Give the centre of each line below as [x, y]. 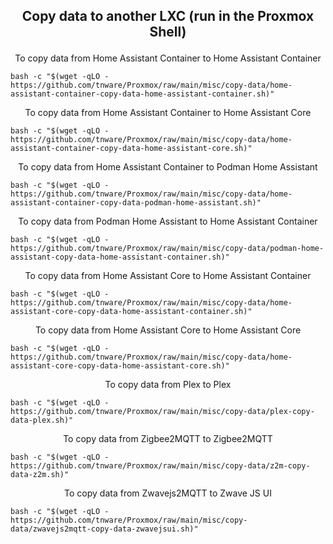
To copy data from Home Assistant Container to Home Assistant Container [168, 58]
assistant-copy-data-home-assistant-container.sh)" [120, 257]
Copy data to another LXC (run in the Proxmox [168, 16]
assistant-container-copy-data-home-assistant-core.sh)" [131, 149]
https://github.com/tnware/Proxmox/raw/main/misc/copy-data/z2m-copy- [160, 466]
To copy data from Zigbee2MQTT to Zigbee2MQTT [168, 439]
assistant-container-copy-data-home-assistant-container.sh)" [142, 94]
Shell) [168, 32]
